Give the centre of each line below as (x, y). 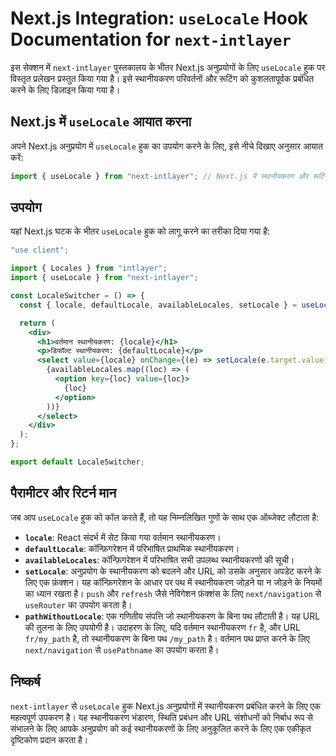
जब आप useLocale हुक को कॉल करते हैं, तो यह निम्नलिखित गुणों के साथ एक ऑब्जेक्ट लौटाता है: (165, 517)
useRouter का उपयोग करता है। (78, 604)
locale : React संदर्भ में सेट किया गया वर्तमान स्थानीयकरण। (123, 537)
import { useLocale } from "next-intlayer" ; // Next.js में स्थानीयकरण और (159, 176)
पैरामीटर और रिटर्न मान (63, 493)
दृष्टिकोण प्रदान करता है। (49, 739)
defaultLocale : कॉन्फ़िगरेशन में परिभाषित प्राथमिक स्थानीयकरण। (132, 548)
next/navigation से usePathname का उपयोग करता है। (122, 649)
